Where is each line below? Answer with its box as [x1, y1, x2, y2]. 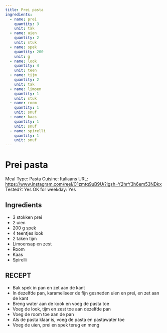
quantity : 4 [14, 63, 39, 68]
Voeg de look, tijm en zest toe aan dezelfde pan [12, 306, 111, 312]
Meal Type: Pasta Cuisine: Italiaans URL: [5, 176, 89, 182]
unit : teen [14, 68, 37, 73]
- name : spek [10, 45, 37, 50]
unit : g [14, 54, 30, 59]
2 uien [12, 219, 26, 225]
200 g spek [12, 225, 37, 231]
